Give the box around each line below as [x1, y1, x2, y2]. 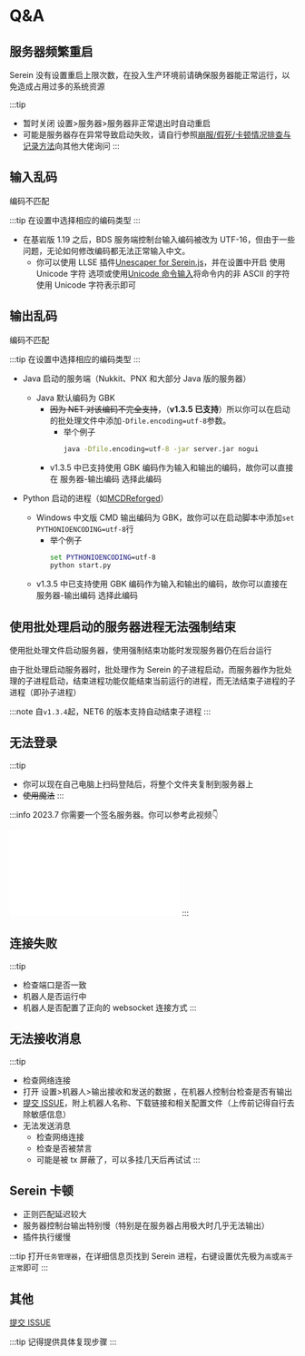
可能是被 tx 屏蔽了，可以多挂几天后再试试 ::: [35, 1154, 201, 1164]
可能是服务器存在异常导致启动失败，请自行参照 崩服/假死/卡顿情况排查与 [22, 129, 291, 140]
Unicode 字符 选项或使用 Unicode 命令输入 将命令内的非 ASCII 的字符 [35, 268, 290, 279]
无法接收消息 [9, 1031, 82, 1046]
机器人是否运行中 [22, 990, 87, 1001]
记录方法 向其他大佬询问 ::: [22, 141, 120, 151]
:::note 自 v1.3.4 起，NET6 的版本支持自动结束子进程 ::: [9, 706, 212, 717]
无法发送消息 [22, 1120, 71, 1131]
